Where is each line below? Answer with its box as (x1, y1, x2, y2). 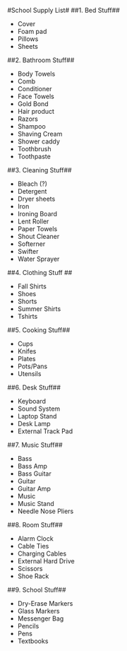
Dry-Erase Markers (17, 599, 73, 607)
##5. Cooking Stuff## (7, 326, 71, 334)
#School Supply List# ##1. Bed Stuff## (7, 6, 120, 14)
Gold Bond (17, 100, 49, 108)
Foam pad (17, 28, 47, 35)
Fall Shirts (17, 282, 47, 291)
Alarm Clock (17, 534, 54, 543)
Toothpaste (17, 152, 51, 160)
